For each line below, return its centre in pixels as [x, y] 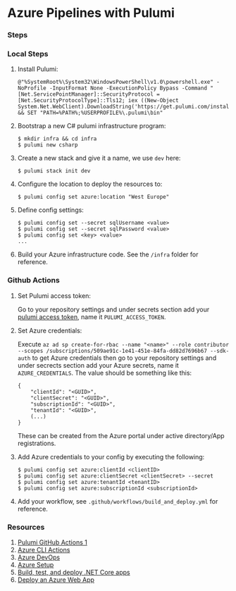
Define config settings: [51, 210]
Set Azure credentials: [50, 330]
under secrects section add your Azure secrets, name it [98, 365]
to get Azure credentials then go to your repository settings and [124, 358]
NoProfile [32, 88]
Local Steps [28, 54]
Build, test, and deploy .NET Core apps [74, 572]
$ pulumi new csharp [48, 145]
